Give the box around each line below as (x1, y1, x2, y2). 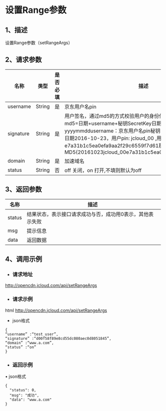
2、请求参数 (5, 55, 42, 64)
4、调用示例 (5, 255, 42, 263)
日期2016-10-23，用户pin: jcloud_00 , (64, 134, 157, 141)
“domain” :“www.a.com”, (5, 340, 54, 345)
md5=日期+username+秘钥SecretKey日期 (64, 120, 162, 126)
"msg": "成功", (9, 393, 40, 398)
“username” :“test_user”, (5, 331, 58, 336)
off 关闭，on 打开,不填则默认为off (64, 166, 142, 173)
